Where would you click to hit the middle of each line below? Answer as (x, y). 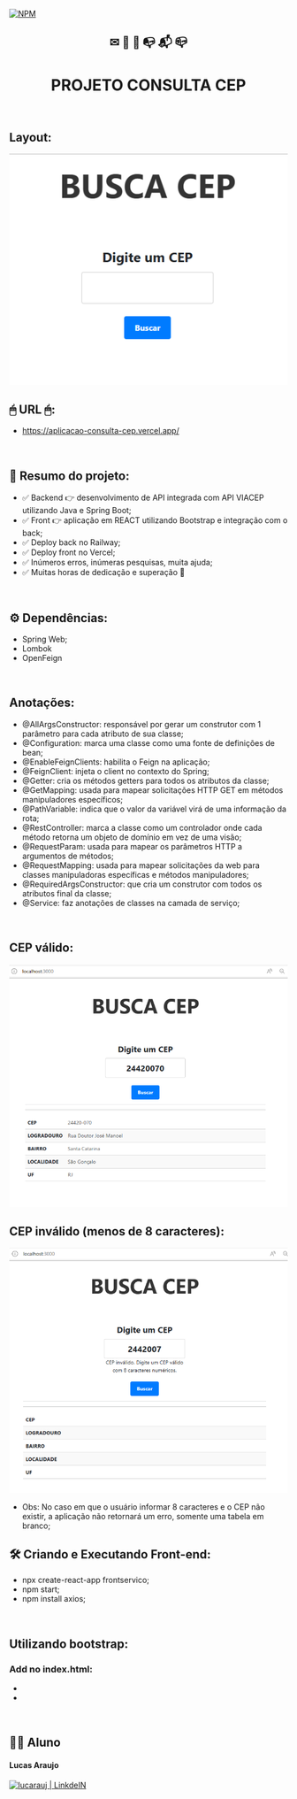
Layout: (30, 137)
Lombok (37, 649)
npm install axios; (54, 1599)
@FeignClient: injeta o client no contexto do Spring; (115, 771)
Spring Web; (45, 639)
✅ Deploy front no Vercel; (69, 552)
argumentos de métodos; (68, 856)
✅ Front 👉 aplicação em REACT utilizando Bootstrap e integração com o (155, 520)
